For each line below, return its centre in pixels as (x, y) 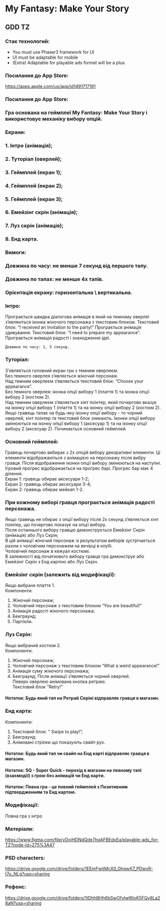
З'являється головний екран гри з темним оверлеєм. (62, 370)
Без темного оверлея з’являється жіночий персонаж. (62, 376)
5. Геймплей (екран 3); (34, 199)
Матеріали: (20, 829)
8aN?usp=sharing (23, 903)
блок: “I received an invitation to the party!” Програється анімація (73, 327)
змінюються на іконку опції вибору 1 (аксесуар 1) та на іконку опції (76, 423)
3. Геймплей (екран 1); (33, 172)
